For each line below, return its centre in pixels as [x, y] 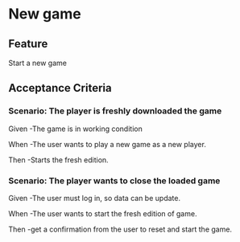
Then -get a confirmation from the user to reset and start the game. [120, 229]
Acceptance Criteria [60, 88]
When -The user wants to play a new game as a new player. [108, 144]
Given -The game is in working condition [75, 129]
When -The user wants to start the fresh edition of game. [103, 213]
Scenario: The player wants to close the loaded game [114, 180]
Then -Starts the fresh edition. [58, 160]
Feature [28, 44]
